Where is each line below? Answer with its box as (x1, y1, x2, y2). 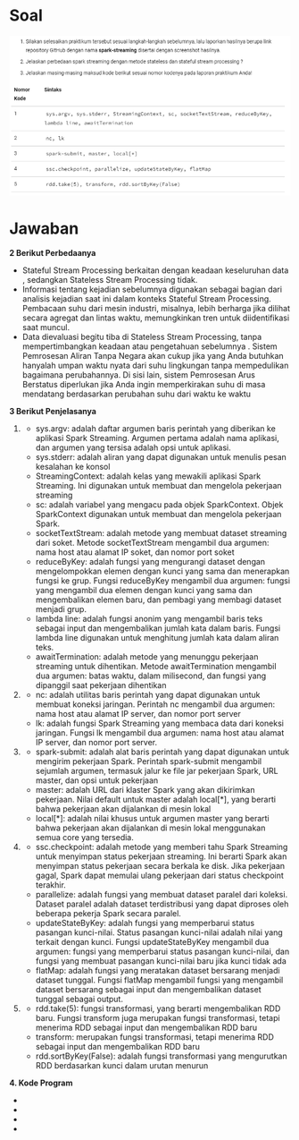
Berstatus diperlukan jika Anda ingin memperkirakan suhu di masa (21, 379, 266, 390)
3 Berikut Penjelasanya (9, 406, 96, 417)
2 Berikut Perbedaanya (9, 248, 96, 259)
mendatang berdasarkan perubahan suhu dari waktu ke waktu (21, 388, 252, 399)
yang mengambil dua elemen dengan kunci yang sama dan (35, 585, 253, 596)
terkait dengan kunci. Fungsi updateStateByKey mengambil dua (35, 937, 270, 948)
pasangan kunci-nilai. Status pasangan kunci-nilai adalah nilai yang (35, 927, 283, 938)
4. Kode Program (9, 1077, 73, 1088)
